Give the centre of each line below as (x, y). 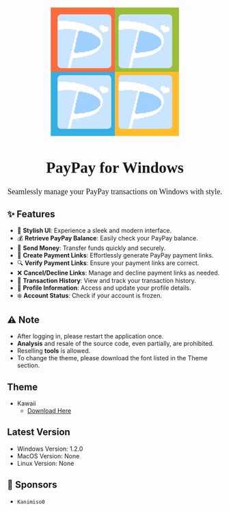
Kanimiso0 (31, 502)
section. (28, 365)
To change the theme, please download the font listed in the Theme (112, 358)
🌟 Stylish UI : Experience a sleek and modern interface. (94, 231)
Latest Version (39, 432)
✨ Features (31, 214)
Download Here (49, 410)
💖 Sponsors (32, 485)
